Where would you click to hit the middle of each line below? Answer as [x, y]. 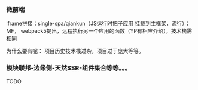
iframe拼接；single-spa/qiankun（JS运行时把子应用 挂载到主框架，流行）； [98, 24]
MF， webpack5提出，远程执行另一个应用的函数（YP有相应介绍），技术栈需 [99, 31]
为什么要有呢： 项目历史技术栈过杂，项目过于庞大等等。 [75, 51]
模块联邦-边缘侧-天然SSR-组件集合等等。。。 [69, 68]
